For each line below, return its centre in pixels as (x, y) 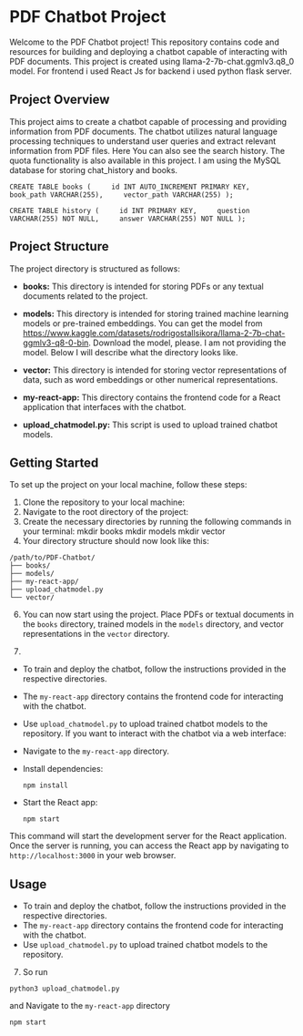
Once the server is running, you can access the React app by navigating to (149, 846)
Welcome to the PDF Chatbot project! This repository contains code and (144, 42)
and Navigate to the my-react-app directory (90, 1006)
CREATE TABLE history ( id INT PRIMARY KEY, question (130, 210)
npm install (45, 785)
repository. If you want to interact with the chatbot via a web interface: (154, 733)
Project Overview (60, 100)
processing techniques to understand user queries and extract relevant (142, 141)
